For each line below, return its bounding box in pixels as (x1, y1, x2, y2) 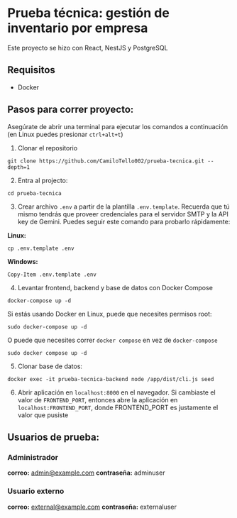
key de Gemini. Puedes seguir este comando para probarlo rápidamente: (17, 217, 231, 226)
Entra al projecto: (17, 176, 68, 184)
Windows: (7, 257, 38, 265)
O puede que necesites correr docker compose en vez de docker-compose (7, 336, 218, 344)
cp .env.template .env (7, 245, 75, 252)
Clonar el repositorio (17, 143, 78, 152)
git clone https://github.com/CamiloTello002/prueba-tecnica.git (7, 158, 204, 165)
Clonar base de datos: (17, 362, 83, 370)
